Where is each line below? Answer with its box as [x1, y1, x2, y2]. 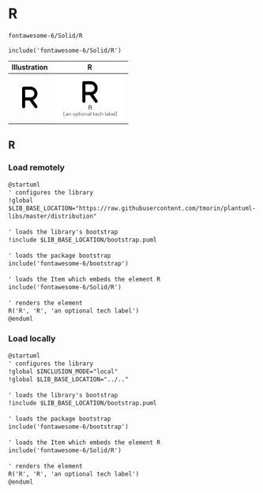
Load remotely [8, 162, 66, 173]
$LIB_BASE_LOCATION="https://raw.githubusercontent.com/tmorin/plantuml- [8, 204, 257, 212]
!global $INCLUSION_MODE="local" [8, 368, 118, 375]
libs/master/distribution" [8, 212, 97, 220]
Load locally [8, 333, 56, 344]
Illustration [11, 62, 49, 72]
